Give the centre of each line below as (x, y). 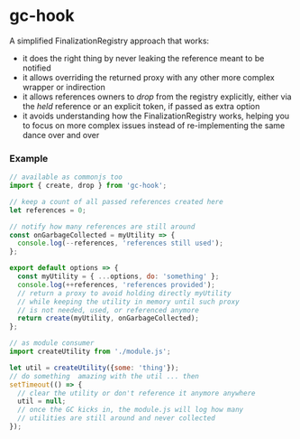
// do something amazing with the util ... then (105, 376)
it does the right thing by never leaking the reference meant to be (143, 58)
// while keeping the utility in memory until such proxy (129, 302)
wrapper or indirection (64, 87)
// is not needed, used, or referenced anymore (109, 310)
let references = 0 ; (48, 210)
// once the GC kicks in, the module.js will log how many (131, 410)
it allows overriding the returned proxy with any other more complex (148, 77)
